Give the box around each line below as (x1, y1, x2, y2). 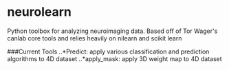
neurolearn (7, 4, 72, 20)
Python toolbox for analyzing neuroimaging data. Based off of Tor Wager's (7, 27, 218, 35)
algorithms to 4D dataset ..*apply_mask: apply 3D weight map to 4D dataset (7, 54, 222, 62)
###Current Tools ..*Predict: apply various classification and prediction (7, 47, 210, 56)
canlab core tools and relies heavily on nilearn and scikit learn (7, 34, 182, 42)
